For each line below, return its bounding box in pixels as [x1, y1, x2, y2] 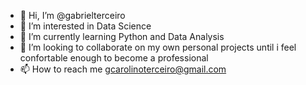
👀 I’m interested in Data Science [19, 20, 152, 32]
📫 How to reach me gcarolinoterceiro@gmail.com [19, 63, 227, 75]
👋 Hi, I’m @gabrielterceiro [19, 10, 126, 21]
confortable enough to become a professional [19, 52, 209, 64]
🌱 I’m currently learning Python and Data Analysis [19, 31, 225, 42]
